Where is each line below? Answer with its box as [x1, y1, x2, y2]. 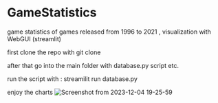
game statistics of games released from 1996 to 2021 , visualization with [7, 27, 212, 36]
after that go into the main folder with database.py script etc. [7, 61, 179, 69]
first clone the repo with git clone [7, 48, 101, 56]
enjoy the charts [7, 88, 54, 96]
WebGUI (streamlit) [7, 34, 62, 43]
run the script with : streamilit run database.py [7, 74, 138, 83]
